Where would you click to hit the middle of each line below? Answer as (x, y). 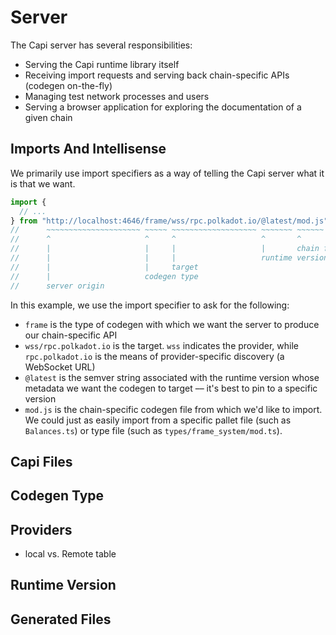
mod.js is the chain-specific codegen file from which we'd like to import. (173, 409)
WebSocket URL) (60, 367)
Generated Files (61, 619)
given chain (48, 117)
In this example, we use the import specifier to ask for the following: (150, 305)
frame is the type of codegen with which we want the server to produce (172, 324)
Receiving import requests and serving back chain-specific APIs (157, 75)
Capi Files (41, 461)
